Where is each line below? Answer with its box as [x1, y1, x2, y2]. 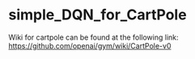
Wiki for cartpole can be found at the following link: [8, 32, 180, 42]
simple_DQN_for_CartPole [8, 6, 188, 24]
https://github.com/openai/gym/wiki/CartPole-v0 [8, 40, 172, 50]
